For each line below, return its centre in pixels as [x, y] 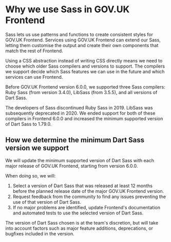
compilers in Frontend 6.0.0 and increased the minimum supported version [84, 118]
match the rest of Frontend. [34, 51]
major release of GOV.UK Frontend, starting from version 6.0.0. [72, 166]
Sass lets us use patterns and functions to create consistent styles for [79, 34]
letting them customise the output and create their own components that [82, 45]
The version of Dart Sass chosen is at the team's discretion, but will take [82, 223]
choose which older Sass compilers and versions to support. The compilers [85, 66]
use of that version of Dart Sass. [47, 202]
